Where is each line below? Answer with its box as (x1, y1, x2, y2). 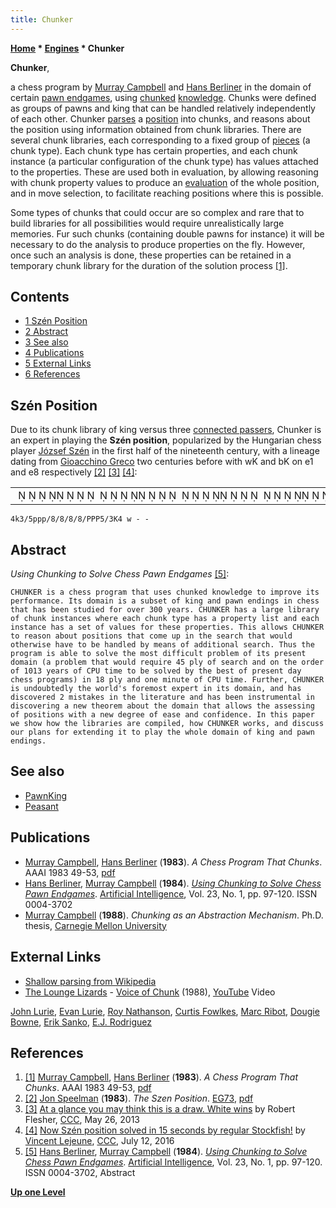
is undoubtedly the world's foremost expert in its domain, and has (10, 684, 302, 694)
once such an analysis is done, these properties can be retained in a (10, 249, 292, 261)
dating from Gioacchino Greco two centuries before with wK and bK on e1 (10, 456, 314, 468)
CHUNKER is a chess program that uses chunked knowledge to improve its (10, 587, 320, 598)
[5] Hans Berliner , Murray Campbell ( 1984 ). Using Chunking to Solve (24, 1146, 308, 1158)
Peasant (24, 800, 59, 812)
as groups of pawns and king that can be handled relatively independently (10, 102, 316, 114)
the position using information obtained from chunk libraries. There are (10, 123, 302, 135)
